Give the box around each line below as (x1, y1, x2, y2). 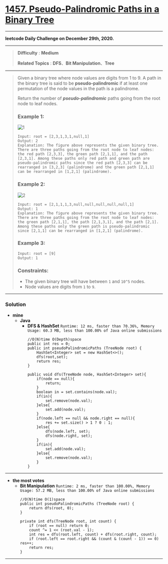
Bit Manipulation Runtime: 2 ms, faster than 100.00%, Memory (19, 483, 150, 489)
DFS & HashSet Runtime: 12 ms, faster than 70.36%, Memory (27, 323, 155, 329)
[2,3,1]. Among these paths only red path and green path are (17, 156, 150, 161)
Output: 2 (17, 139, 38, 144)
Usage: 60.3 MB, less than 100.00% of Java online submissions (27, 328, 162, 334)
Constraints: (17, 267, 49, 274)
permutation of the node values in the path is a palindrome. (17, 85, 139, 91)
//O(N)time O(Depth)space (27, 337, 81, 342)
